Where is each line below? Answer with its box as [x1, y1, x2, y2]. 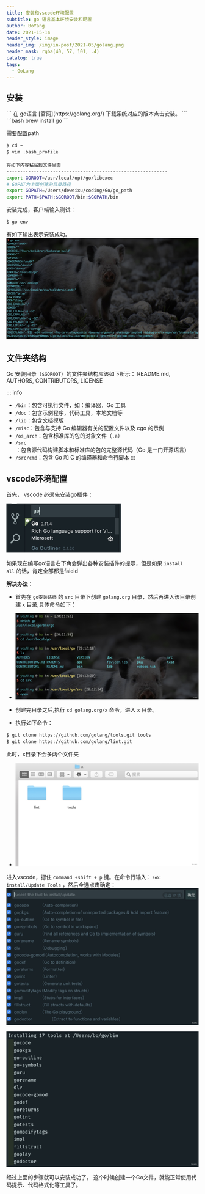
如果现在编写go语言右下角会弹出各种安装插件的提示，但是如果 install [6, 559, 184, 566]
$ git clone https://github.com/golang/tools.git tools [6, 732, 151, 738]
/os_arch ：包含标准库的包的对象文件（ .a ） [15, 432, 123, 439]
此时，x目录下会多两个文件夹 [6, 750, 79, 758]
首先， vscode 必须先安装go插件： [6, 491, 93, 498]
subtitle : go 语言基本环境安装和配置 [6, 16, 92, 23]
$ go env [6, 219, 29, 225]
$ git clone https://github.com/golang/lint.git [6, 738, 132, 745]
